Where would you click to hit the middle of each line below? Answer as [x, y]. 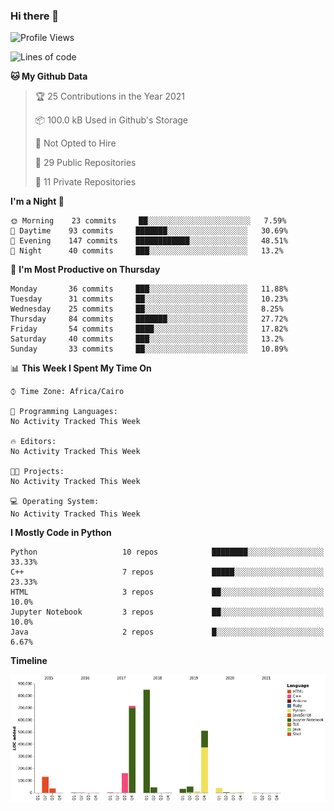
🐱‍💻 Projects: [37, 472]
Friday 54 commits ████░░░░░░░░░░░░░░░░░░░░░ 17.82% [149, 329]
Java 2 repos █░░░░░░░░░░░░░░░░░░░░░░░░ [167, 632]
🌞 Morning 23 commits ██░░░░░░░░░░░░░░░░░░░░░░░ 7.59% [148, 221]
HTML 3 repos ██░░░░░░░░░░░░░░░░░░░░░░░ [167, 592]
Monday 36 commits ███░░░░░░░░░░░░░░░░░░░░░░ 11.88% [149, 289]
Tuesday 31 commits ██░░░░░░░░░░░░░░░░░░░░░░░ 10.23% [149, 299]
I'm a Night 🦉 [37, 201]
